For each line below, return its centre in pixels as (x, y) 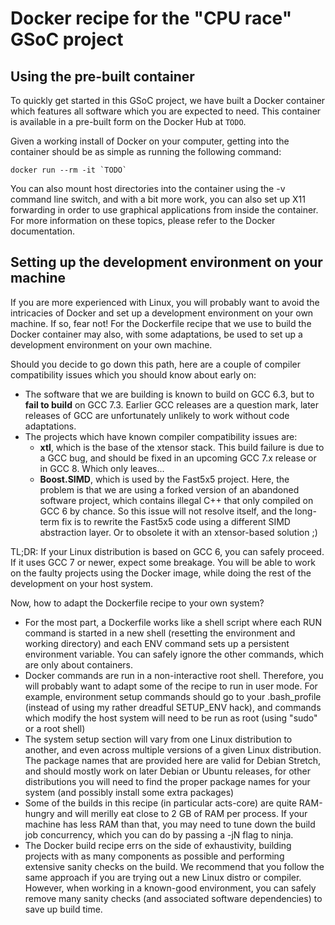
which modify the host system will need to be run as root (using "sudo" (171, 718)
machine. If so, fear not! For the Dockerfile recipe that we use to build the (161, 323)
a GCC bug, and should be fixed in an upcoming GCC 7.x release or (178, 458)
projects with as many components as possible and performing (154, 856)
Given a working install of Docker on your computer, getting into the (150, 141)
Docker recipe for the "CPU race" (151, 18)
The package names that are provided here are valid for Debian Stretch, (173, 760)
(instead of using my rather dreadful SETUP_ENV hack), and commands (173, 707)
